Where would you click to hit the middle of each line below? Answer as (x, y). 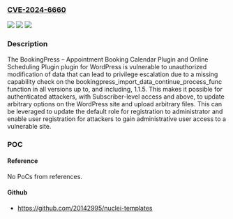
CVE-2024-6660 (37, 10)
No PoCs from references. (45, 176)
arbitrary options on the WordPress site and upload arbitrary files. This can (114, 104)
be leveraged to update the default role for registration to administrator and (115, 111)
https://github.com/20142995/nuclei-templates (85, 208)
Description (28, 44)
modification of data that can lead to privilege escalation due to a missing (113, 74)
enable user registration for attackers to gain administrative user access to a (117, 119)
